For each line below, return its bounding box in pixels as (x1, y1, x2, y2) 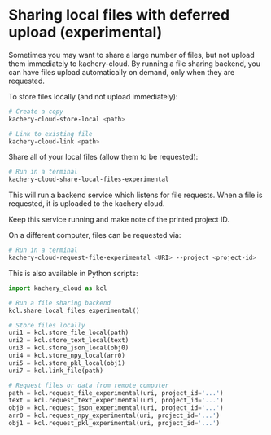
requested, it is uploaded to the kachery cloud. (8, 199, 165, 209)
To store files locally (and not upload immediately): (8, 91, 178, 101)
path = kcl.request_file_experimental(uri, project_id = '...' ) (8, 389, 224, 397)
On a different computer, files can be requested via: (8, 231, 181, 240)
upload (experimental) (8, 23, 163, 42)
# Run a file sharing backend (8, 299, 111, 307)
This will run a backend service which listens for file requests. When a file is (8, 190, 263, 200)
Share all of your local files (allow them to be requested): (8, 152, 199, 162)
